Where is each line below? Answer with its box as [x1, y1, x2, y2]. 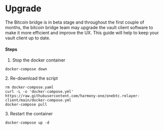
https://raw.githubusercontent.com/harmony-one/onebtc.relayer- [5, 94, 140, 98]
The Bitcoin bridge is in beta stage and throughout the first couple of [5, 19, 144, 25]
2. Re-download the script [5, 75, 58, 81]
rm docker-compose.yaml [5, 85, 54, 90]
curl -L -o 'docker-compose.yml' [5, 89, 74, 94]
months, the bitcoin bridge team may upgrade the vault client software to [5, 24, 154, 30]
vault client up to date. [5, 35, 51, 41]
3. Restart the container [5, 111, 53, 117]
